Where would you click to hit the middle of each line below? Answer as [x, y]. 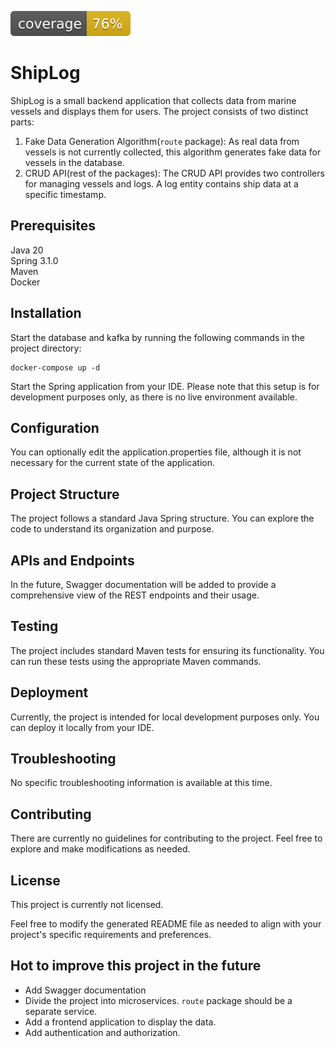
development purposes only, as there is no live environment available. [154, 397]
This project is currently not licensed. [87, 905]
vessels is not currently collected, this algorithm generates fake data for [173, 152]
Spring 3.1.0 [34, 260]
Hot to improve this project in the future [136, 966]
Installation [46, 313]
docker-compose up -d [55, 367]
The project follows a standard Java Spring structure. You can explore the [162, 518]
